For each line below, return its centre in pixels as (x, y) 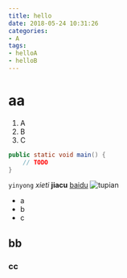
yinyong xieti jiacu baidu (48, 185)
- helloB (23, 61)
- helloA (23, 53)
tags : (17, 46)
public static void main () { (57, 155)
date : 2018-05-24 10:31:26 (53, 23)
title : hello (30, 16)
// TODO (35, 162)
